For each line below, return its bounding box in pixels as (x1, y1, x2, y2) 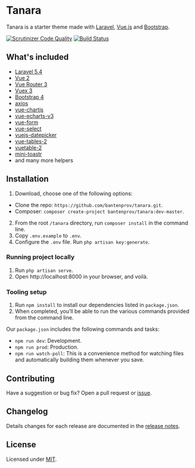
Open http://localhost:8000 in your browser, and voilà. (14, 272, 148, 280)
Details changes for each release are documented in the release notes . (6, 422, 180, 429)
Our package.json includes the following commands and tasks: (6, 326, 160, 333)
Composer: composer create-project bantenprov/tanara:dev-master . (14, 207, 184, 215)
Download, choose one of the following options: (14, 190, 133, 197)
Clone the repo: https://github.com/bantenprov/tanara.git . (14, 201, 163, 209)
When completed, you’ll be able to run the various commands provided (14, 308, 190, 315)
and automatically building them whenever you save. (14, 356, 144, 364)
